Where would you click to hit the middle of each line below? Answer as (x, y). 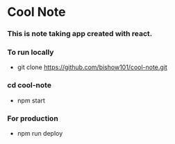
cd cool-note (30, 85)
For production (33, 118)
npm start (31, 100)
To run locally (31, 53)
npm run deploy (40, 133)
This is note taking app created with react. (80, 34)
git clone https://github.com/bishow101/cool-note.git (92, 67)
